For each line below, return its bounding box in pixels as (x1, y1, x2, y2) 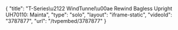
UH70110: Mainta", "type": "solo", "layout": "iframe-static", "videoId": (5, 11, 172, 18)
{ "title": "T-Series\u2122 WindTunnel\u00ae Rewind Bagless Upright (5, 5, 173, 12)
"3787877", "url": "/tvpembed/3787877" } (5, 18, 107, 24)
